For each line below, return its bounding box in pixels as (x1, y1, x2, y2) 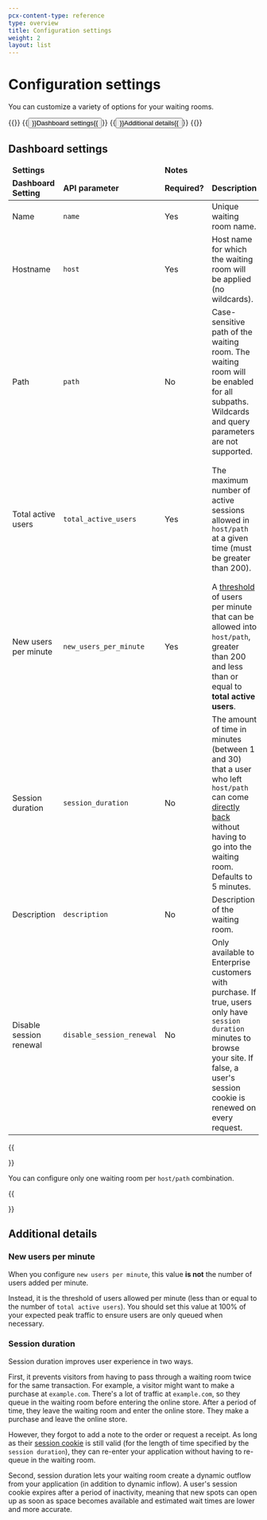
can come (211, 791, 249, 802)
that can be (211, 611, 254, 622)
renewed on (211, 1102, 257, 1113)
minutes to (211, 1032, 252, 1044)
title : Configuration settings (8, 26, 112, 34)
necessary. (8, 1318, 45, 1328)
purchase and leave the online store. (8, 1414, 128, 1424)
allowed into (211, 621, 257, 632)
